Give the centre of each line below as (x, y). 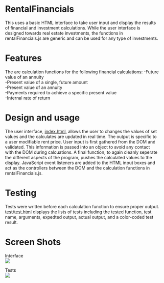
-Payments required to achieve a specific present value (61, 92)
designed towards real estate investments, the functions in (64, 33)
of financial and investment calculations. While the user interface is (73, 28)
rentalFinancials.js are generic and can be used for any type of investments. (82, 38)
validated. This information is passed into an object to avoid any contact (78, 147)
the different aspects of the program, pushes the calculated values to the (79, 157)
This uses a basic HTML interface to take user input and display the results (81, 23)
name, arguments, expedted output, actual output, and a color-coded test (79, 217)
